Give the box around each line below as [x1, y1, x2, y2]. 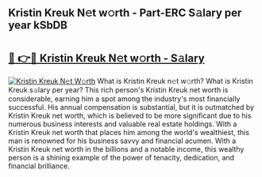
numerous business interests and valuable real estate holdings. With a [8, 119, 237, 129]
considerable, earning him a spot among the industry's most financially [8, 94, 241, 104]
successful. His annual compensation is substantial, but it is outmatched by [8, 103, 255, 111]
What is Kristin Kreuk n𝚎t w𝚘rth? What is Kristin [97, 77, 254, 85]
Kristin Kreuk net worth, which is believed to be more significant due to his [8, 111, 252, 120]
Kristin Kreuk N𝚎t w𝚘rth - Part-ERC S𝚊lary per [8, 6, 242, 20]
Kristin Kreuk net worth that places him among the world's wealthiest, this [8, 128, 250, 137]
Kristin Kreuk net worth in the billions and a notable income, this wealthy [8, 145, 245, 153]
